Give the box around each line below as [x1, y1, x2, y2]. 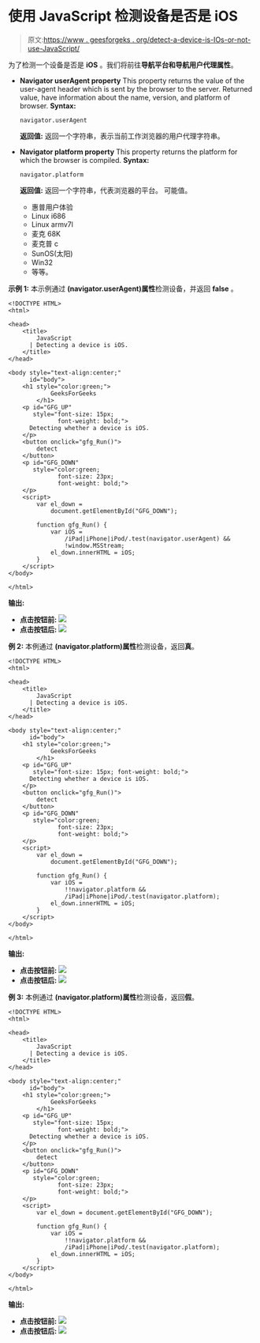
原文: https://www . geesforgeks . [27, 35, 135, 44]
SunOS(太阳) [31, 248, 73, 258]
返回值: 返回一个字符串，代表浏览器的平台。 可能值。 [19, 185, 192, 194]
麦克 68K [31, 228, 61, 238]
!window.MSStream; [64, 541, 125, 549]
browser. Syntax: [19, 100, 76, 111]
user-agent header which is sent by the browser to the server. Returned [19, 84, 253, 93]
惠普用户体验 [31, 202, 73, 212]
